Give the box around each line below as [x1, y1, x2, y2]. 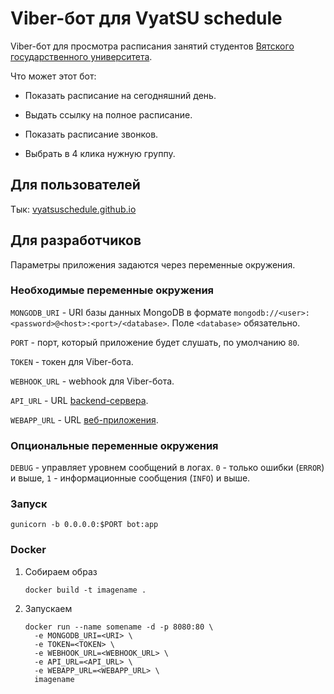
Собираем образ [24, 565, 98, 577]
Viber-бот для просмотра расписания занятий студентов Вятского [10, 40, 295, 52]
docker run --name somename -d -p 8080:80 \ [24, 622, 214, 632]
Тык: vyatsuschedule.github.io [10, 203, 137, 215]
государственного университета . [10, 50, 153, 62]
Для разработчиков [10, 232, 142, 249]
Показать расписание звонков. [24, 128, 159, 140]
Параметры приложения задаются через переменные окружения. [10, 258, 296, 271]
